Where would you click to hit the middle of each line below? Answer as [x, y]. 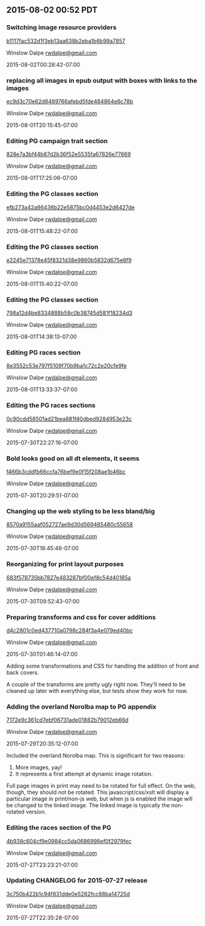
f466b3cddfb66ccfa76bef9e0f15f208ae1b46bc [66, 472]
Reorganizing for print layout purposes [65, 564]
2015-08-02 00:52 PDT [52, 10]
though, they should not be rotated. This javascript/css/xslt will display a [98, 793]
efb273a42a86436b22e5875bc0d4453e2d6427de [71, 207]
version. [36, 812]
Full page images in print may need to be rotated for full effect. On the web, [101, 786]
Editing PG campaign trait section [57, 141]
